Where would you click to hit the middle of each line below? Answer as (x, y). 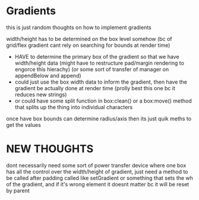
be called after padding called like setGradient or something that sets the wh (99, 178)
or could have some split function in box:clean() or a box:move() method (103, 101)
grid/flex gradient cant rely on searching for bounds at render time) (88, 45)
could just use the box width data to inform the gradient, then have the (101, 82)
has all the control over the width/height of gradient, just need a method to (97, 172)
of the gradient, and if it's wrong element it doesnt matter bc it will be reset (98, 184)
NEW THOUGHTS (50, 149)
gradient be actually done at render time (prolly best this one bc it (95, 88)
